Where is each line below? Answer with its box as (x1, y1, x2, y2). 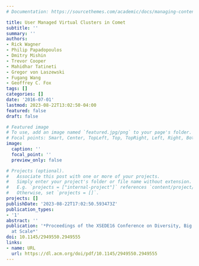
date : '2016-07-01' (6, 97, 54, 103)
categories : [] (6, 91, 44, 97)
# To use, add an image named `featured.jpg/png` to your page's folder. (6, 129, 192, 135)
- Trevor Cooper (6, 58, 46, 64)
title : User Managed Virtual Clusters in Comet (6, 19, 126, 26)
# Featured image (6, 124, 49, 130)
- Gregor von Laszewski (6, 69, 65, 75)
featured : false (6, 107, 46, 113)
